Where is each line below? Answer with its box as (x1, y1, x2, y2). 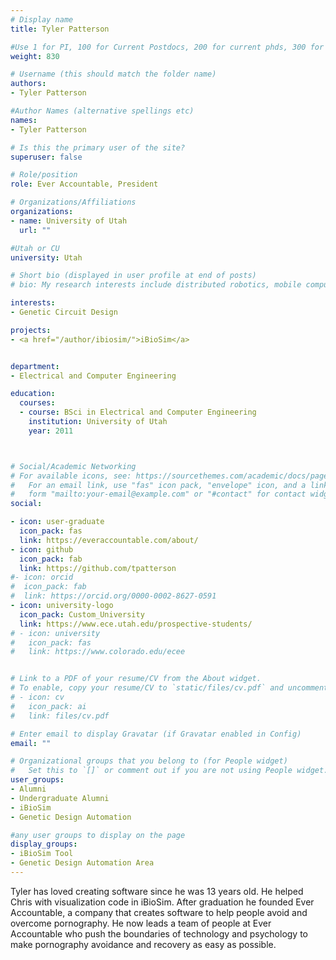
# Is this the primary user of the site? (10, 142, 186, 153)
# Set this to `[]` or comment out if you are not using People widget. (10, 766, 329, 776)
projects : (10, 325, 52, 335)
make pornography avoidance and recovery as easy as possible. (10, 938, 277, 950)
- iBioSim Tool (10, 849, 74, 859)
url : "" (19, 225, 52, 235)
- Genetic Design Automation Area (10, 858, 155, 868)
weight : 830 (10, 51, 60, 61)
